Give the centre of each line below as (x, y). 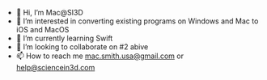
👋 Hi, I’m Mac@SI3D (49, 13)
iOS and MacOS (42, 29)
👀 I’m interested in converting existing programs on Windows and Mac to (137, 21)
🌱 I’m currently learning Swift (64, 38)
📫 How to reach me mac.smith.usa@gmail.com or (100, 56)
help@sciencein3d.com (55, 67)
